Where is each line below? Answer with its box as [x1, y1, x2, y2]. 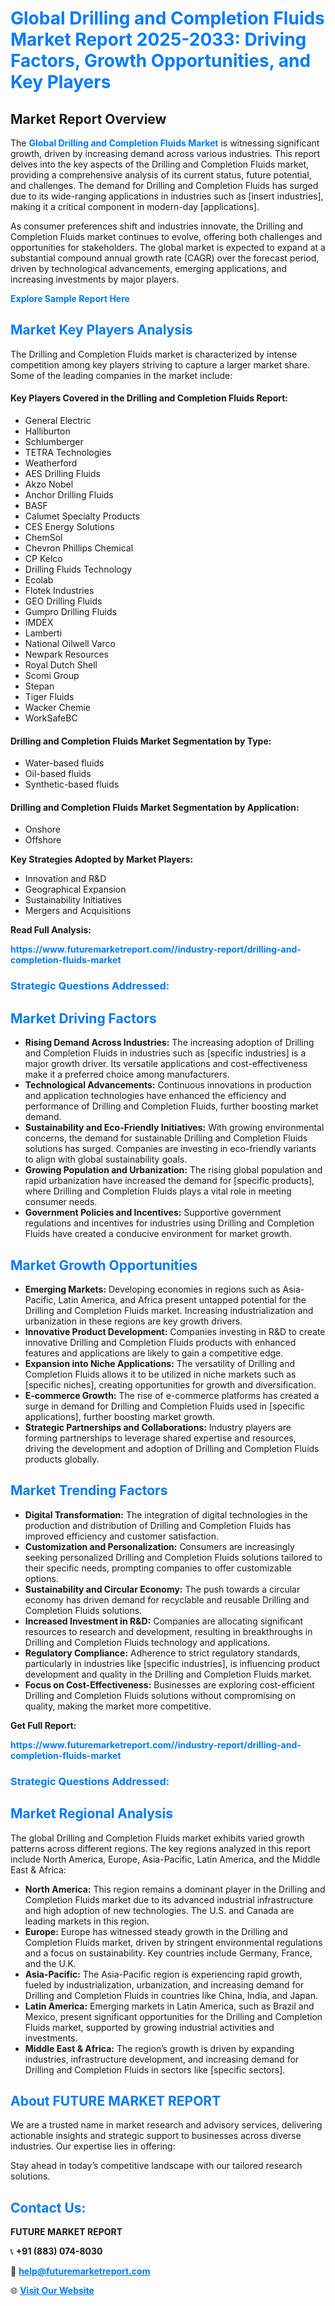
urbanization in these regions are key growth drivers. [24, 1315, 243, 1327]
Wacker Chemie [24, 702, 91, 714]
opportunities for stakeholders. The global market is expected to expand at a [10, 242, 326, 253]
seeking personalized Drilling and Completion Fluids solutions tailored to [24, 1551, 323, 1563]
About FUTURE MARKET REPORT [10, 2092, 222, 2109]
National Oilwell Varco [24, 638, 116, 650]
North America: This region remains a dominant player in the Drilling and [24, 1883, 326, 1895]
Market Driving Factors [10, 1010, 157, 1027]
